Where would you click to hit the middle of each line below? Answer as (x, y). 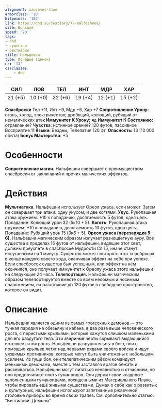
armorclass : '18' (23, 14)
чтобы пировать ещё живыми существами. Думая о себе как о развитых (81, 385)
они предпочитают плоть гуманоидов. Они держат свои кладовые (74, 374)
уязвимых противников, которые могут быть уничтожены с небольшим (80, 354)
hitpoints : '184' (23, 19)
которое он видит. (24, 290)
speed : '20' (17, 32)
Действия (26, 193)
